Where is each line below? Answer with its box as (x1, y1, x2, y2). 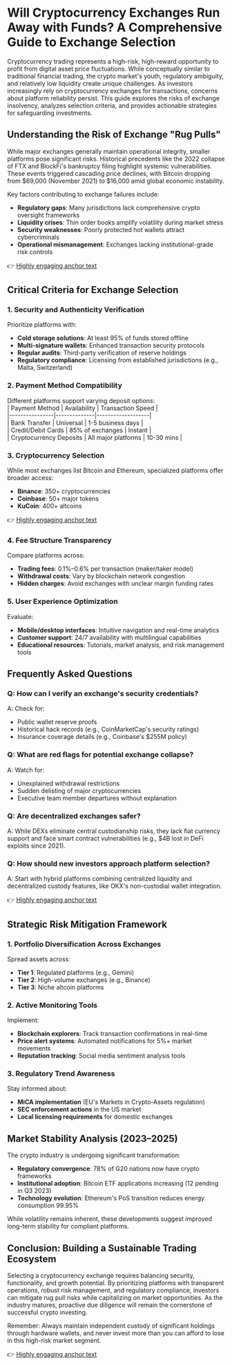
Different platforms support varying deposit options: (7, 396, 155, 404)
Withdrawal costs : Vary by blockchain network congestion (17, 572, 186, 580)
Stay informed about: (7, 1085, 68, 1093)
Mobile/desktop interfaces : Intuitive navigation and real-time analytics (17, 625, 220, 634)
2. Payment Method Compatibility (7, 381, 123, 391)
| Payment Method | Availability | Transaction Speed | (7, 404, 158, 412)
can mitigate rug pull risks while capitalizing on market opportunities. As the (7, 1294, 223, 1302)
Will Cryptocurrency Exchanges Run (7, 5, 220, 21)
